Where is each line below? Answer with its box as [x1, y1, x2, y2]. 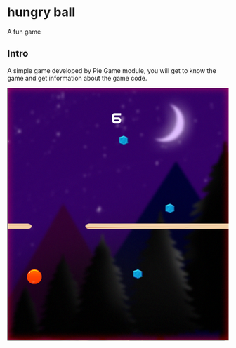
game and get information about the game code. [7, 74, 147, 82]
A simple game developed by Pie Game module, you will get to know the [7, 66, 216, 74]
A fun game [7, 27, 41, 36]
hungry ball [7, 4, 76, 20]
